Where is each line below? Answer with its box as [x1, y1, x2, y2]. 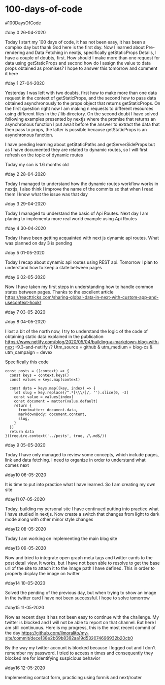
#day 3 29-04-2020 [5, 200, 46, 206]
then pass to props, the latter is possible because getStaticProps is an [5, 126, 147, 132]
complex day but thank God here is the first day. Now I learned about [5, 44, 145, 50]
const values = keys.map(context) [9, 377, 80, 382]
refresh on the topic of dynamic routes [5, 152, 83, 158]
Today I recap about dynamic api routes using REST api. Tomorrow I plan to [5, 259, 158, 265]
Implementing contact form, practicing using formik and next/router [5, 674, 142, 680]
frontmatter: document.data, [18, 407, 78, 412]
